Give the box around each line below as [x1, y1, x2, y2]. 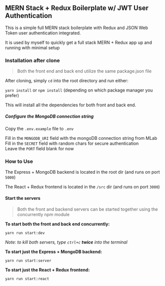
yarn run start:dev [5, 230, 45, 235]
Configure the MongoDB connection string [5, 113, 94, 119]
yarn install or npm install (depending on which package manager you [5, 87, 153, 93]
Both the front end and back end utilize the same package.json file [17, 68, 152, 74]
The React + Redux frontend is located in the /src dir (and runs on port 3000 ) [5, 184, 160, 190]
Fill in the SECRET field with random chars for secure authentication [5, 140, 139, 147]
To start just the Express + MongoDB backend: [5, 249, 102, 254]
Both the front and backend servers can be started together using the [17, 206, 158, 212]
